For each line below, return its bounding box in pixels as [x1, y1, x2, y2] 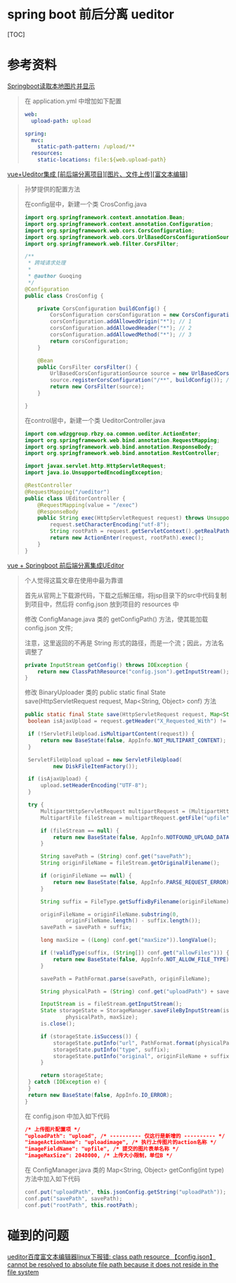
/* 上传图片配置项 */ [24, 1126, 81, 1133]
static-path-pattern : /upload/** [37, 143, 136, 150]
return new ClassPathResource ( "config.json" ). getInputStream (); [37, 668, 230, 675]
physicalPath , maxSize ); [65, 1014, 138, 1021]
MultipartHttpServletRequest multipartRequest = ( [40, 808, 192, 815]
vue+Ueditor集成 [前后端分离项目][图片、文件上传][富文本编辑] [7, 170, 188, 178]
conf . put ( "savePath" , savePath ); [24, 1195, 123, 1202]
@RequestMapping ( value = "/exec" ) [37, 501, 138, 508]
